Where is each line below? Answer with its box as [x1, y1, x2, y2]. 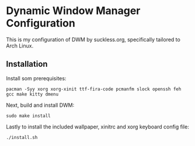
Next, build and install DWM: [6, 101, 75, 108]
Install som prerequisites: [6, 74, 67, 82]
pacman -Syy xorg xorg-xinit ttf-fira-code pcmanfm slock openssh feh [6, 86, 182, 92]
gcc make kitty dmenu [6, 91, 59, 97]
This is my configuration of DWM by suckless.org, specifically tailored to [6, 36, 181, 43]
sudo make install [6, 113, 51, 118]
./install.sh [6, 134, 38, 140]
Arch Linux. [6, 42, 34, 49]
